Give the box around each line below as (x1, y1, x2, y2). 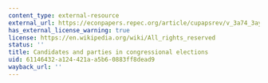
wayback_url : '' (8, 63, 62, 71)
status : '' (8, 41, 45, 49)
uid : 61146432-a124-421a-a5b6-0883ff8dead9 (8, 56, 156, 64)
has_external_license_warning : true (8, 26, 130, 34)
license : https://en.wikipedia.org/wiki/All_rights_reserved (8, 33, 216, 42)
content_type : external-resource (8, 11, 120, 20)
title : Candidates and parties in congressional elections (8, 48, 209, 56)
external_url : (8, 19, 56, 27)
